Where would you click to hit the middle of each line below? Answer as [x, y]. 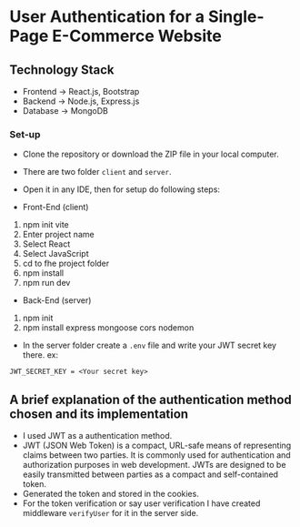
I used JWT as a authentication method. [97, 436]
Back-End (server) [57, 300]
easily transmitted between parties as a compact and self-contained [150, 474]
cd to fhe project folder [66, 263]
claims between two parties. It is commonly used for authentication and [156, 455]
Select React [46, 244]
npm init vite [46, 225]
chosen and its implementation [99, 414]
